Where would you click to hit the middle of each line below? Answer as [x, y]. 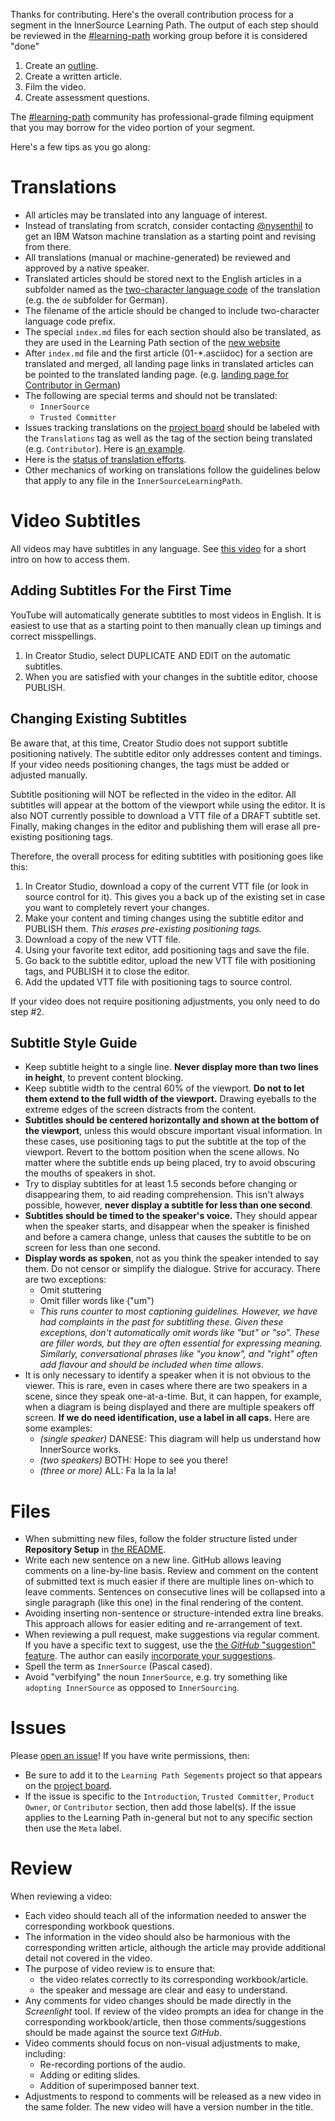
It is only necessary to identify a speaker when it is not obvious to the [167, 1375]
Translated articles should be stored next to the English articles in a [163, 278]
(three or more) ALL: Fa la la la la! [108, 1471]
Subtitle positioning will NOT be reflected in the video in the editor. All [153, 794]
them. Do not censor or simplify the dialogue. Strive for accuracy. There [172, 1269]
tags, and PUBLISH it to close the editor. [107, 971]
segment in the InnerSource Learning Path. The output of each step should [164, 25]
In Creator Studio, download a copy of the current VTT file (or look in [166, 886]
